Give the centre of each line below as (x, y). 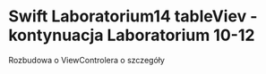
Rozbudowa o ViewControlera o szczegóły (86, 60)
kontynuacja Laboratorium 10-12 (132, 35)
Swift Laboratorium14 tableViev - (133, 16)
